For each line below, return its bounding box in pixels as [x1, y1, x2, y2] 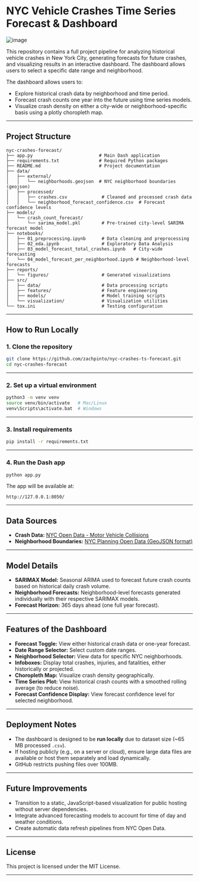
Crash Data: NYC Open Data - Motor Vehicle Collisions [14, 531, 149, 538]
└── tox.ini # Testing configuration [6, 303, 163, 309]
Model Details [6, 560, 58, 571]
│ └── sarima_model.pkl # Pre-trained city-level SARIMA [6, 220, 184, 226]
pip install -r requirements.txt [6, 439, 89, 445]
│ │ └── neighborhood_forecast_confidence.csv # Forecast [6, 199, 166, 205]
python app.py [6, 472, 41, 478]
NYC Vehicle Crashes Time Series [6, 4, 176, 18]
